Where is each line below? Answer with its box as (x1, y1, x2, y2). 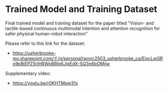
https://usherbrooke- (12, 50, 56, 56)
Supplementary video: (5, 70, 51, 76)
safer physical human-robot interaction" (5, 30, 88, 36)
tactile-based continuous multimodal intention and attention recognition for (5, 25, 160, 31)
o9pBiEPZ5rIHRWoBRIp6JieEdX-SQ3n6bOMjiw (12, 60, 110, 66)
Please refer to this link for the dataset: (5, 40, 85, 46)
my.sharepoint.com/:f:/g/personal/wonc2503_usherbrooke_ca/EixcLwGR (12, 55, 163, 61)
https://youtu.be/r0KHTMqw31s (12, 80, 78, 86)
